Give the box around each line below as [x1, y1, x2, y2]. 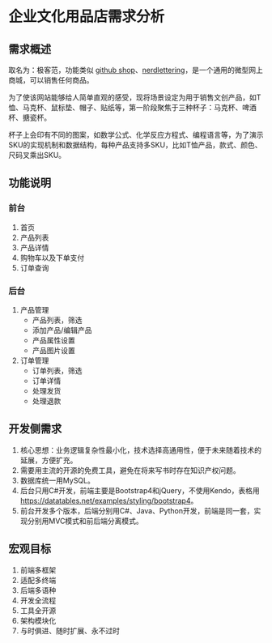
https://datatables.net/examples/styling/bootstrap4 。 [19, 496, 198, 505]
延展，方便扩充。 [19, 455, 78, 465]
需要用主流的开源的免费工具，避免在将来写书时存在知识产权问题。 [19, 465, 240, 475]
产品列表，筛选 [32, 315, 83, 325]
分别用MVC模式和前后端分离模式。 [27, 516, 143, 526]
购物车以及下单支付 [19, 253, 85, 262]
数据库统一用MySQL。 [19, 475, 95, 485]
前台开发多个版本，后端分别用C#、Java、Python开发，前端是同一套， [19, 505, 254, 515]
